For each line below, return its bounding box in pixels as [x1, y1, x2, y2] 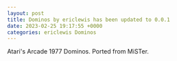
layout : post [7, 9, 45, 17]
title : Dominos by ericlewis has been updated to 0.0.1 [7, 16, 170, 23]
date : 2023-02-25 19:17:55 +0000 [7, 22, 103, 29]
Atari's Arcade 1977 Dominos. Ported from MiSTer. [7, 47, 150, 56]
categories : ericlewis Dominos [7, 28, 97, 36]
